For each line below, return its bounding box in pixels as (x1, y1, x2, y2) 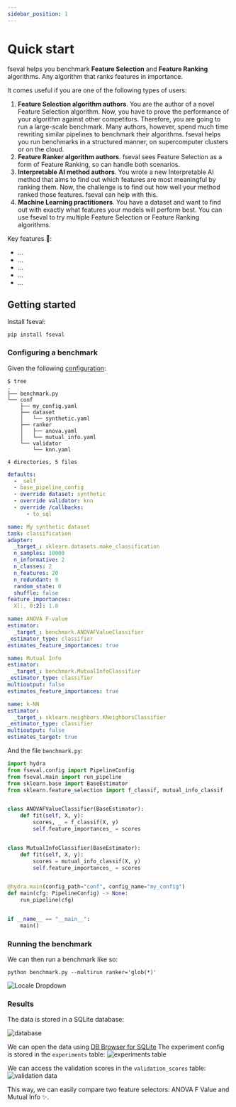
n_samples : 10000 (13, 550, 65, 557)
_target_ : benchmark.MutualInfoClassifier (13, 668, 141, 675)
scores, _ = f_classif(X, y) (33, 819, 119, 826)
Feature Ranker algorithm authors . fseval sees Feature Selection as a (17, 152, 223, 161)
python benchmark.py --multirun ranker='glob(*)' (7, 969, 157, 976)
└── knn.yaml (33, 445, 72, 453)
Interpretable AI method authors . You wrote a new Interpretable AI (17, 168, 214, 176)
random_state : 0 (13, 583, 62, 590)
